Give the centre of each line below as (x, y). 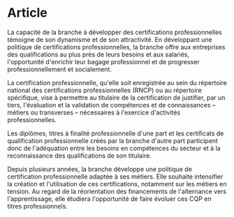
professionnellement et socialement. (59, 69)
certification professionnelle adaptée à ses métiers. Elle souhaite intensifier (115, 177)
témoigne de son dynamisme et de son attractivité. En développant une (110, 39)
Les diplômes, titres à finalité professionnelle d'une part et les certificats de (116, 133)
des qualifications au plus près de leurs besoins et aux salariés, (98, 54)
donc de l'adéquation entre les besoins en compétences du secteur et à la (114, 148)
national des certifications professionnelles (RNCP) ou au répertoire (105, 90)
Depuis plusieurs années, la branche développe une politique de (100, 169)
